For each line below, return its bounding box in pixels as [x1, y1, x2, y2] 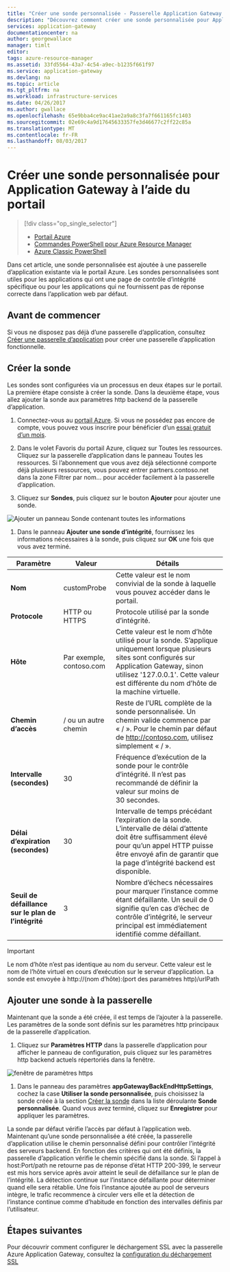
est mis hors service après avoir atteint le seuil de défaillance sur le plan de [7, 1168, 219, 1176]
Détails [155, 558, 179, 568]
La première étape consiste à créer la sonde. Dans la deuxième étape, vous [7, 388, 220, 396]
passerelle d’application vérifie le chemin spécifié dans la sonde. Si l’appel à [7, 1154, 221, 1162]
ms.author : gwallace [7, 106, 66, 113]
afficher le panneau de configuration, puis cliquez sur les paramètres [16, 1048, 212, 1056]
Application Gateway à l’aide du [7, 182, 190, 198]
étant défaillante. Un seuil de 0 [115, 895, 214, 904]
